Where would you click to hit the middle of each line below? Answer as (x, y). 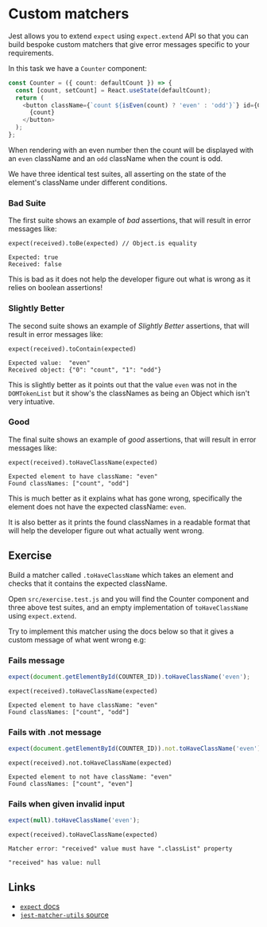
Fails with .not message (55, 732)
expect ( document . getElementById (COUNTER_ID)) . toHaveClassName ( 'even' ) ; (129, 677)
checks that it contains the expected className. (88, 583)
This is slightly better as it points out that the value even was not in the (123, 384)
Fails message (37, 660)
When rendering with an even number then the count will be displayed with (131, 150)
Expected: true (33, 257)
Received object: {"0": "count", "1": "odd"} (85, 370)
